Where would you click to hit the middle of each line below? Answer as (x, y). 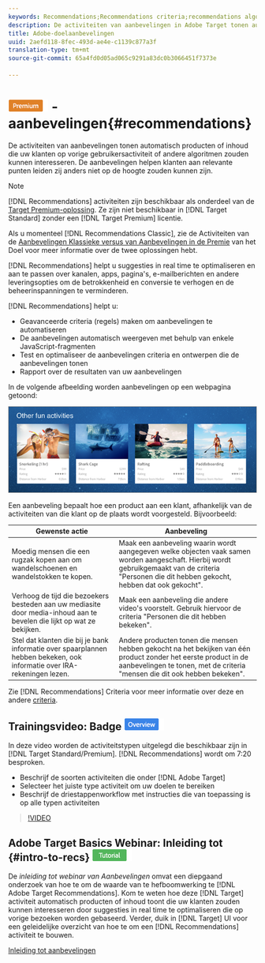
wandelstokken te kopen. (52, 576)
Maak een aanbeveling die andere (174, 600)
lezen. (60, 674)
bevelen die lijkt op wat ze (54, 621)
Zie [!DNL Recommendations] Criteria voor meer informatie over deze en (126, 691)
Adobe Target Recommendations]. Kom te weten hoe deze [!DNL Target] (126, 893)
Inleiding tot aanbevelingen (52, 950)
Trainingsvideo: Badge (65, 726)
